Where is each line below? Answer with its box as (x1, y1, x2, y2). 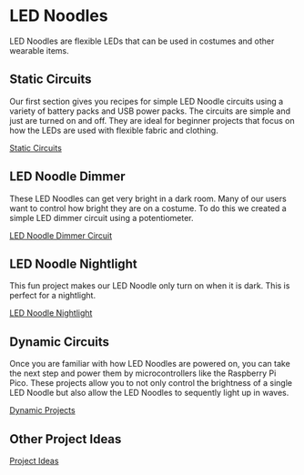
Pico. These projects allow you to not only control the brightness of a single (9, 378, 293, 389)
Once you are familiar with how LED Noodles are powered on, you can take (9, 359, 291, 369)
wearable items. (9, 45, 70, 56)
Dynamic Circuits (9, 334, 109, 349)
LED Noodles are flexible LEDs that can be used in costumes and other (9, 35, 275, 46)
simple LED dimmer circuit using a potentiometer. (9, 212, 194, 223)
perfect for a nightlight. (9, 290, 96, 301)
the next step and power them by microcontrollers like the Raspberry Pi (9, 368, 277, 379)
